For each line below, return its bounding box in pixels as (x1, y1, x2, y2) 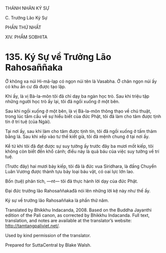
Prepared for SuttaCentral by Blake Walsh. (5, 242, 91, 248)
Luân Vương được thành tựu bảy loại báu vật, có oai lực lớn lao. (5, 168, 134, 174)
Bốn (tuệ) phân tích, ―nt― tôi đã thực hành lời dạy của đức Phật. (5, 178, 138, 184)
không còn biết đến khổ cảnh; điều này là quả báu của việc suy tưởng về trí (5, 148, 160, 154)
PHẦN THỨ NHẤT (5, 24, 41, 30)
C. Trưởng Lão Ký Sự (5, 15, 48, 20)
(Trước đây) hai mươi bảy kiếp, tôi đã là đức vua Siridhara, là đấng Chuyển (5, 163, 157, 169)
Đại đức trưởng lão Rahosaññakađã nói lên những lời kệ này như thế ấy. (5, 188, 151, 193)
